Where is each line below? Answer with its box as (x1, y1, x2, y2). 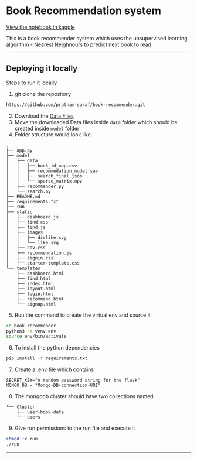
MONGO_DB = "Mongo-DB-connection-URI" (6, 382, 101, 389)
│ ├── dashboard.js (6, 214, 59, 220)
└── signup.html (16, 301, 57, 307)
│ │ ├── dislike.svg (6, 234, 67, 241)
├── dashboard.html (16, 270, 64, 276)
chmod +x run (6, 436, 38, 442)
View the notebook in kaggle (6, 23, 75, 30)
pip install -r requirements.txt (6, 355, 88, 361)
